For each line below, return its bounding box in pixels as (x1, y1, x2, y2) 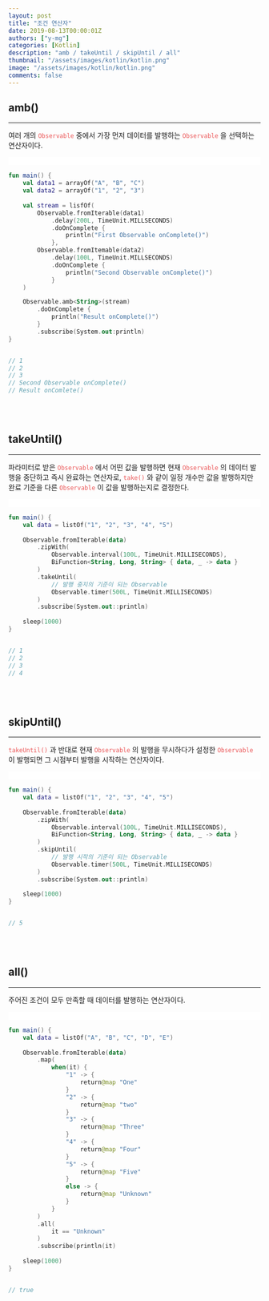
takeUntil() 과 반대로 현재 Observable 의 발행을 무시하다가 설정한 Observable (8, 745, 254, 755)
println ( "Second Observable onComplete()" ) (65, 268, 214, 276)
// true (8, 1286, 34, 1294)
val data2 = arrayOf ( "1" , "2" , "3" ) (22, 187, 146, 195)
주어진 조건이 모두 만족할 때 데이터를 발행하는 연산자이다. (8, 995, 186, 1005)
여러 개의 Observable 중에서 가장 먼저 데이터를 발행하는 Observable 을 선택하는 (8, 131, 255, 140)
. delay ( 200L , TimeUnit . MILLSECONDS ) (50, 216, 174, 224)
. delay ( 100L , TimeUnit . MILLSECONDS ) (50, 254, 174, 262)
